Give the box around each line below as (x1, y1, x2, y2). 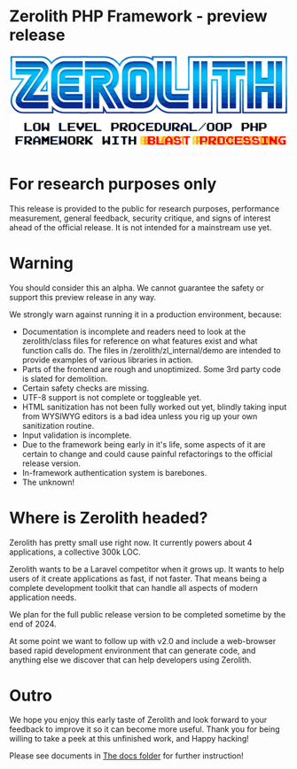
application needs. (9, 592, 77, 602)
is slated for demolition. (21, 373, 108, 384)
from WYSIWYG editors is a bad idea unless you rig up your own (21, 410, 258, 422)
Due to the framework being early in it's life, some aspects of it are (21, 439, 266, 449)
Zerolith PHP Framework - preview (9, 6, 268, 27)
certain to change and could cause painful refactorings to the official (21, 448, 273, 459)
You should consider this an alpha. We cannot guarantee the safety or (9, 282, 264, 293)
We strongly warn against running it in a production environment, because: (9, 308, 282, 320)
